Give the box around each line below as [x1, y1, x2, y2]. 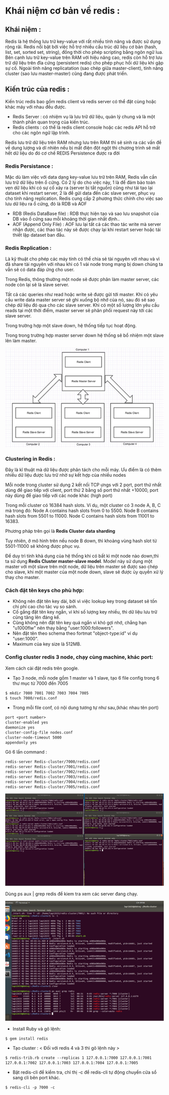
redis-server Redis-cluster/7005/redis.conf [5, 784, 100, 789]
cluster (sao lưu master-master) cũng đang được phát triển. [5, 70, 128, 77]
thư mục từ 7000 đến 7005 [12, 680, 68, 686]
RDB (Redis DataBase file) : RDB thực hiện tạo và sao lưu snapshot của [12, 210, 159, 216]
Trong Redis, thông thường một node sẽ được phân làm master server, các [5, 276, 159, 282]
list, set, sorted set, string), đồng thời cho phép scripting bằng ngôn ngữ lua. [5, 49, 163, 55]
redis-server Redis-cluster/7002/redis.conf [5, 769, 100, 774]
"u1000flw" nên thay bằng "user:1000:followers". [12, 625, 114, 631]
